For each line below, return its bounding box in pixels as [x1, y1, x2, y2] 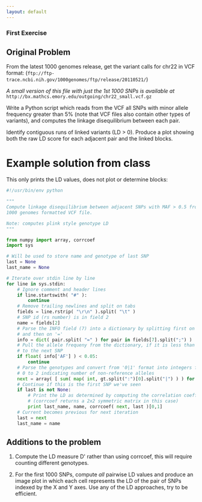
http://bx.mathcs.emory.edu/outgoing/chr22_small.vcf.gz [6, 94, 152, 100]
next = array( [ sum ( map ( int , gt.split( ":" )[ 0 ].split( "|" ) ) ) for [17, 376, 195, 382]
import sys [6, 243, 34, 249]
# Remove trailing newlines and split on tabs [17, 303, 136, 309]
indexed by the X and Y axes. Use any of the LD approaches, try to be [14, 484, 188, 491]
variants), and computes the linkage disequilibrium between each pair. [6, 117, 180, 124]
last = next [17, 415, 47, 421]
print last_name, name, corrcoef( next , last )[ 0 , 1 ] [28, 404, 163, 410]
